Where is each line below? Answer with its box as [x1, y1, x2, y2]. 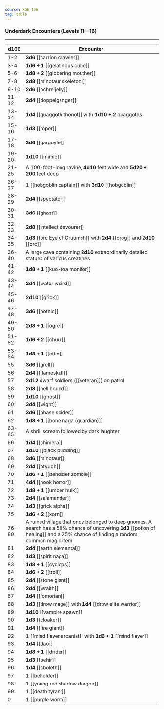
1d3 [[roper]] [25, 125, 57, 132]
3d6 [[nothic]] [25, 308, 59, 315]
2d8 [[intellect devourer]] [25, 223, 84, 230]
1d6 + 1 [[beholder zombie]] [25, 471, 92, 477]
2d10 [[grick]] [25, 294, 59, 301]
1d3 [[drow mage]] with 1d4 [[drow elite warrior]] [25, 600, 141, 607]
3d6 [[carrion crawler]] [25, 54, 80, 61]
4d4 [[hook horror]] [25, 478, 72, 485]
